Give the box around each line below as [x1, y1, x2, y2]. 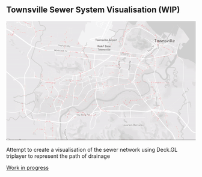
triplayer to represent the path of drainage [6, 152, 110, 160]
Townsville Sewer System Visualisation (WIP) [6, 5, 180, 15]
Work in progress [6, 164, 49, 172]
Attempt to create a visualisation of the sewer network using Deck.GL [6, 146, 178, 154]
